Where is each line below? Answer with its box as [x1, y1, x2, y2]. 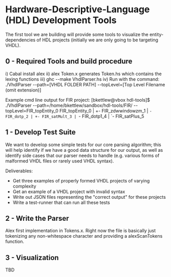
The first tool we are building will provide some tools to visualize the [5, 31, 148, 37]
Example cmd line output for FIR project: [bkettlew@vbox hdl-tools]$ [5, 97, 150, 103]
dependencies [5, 37, 36, 43]
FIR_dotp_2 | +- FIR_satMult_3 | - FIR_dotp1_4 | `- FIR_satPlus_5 [5, 113, 144, 119]
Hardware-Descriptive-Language [5, 4, 150, 15]
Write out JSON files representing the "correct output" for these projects [12, 194, 166, 200]
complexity [12, 183, 37, 189]
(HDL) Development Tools [5, 14, 117, 26]
